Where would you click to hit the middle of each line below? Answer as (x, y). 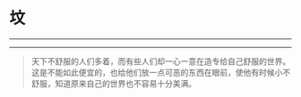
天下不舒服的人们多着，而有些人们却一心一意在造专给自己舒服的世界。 (161, 61)
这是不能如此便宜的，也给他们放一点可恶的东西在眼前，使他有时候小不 (161, 72)
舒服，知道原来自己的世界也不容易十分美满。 (114, 83)
